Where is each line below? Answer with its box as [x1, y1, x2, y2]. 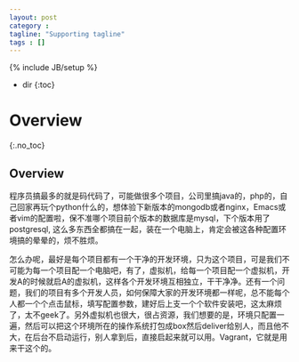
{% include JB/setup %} [9, 62, 98, 73]
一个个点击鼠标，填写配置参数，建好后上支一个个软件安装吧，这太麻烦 [24, 299, 282, 309]
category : [9, 21, 50, 30]
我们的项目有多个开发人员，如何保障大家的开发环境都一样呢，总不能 [24, 287, 274, 298]
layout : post [9, 12, 58, 22]
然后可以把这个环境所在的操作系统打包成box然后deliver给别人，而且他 [24, 321, 282, 331]
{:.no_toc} [9, 140, 45, 151]
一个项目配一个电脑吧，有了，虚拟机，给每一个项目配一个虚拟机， [39, 265, 282, 276]
